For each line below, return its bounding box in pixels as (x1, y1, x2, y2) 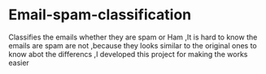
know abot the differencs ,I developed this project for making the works (8, 49, 248, 59)
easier (8, 58, 30, 68)
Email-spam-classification (8, 6, 192, 24)
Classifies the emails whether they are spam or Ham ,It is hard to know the (8, 32, 258, 42)
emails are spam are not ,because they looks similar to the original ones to (8, 40, 258, 50)
